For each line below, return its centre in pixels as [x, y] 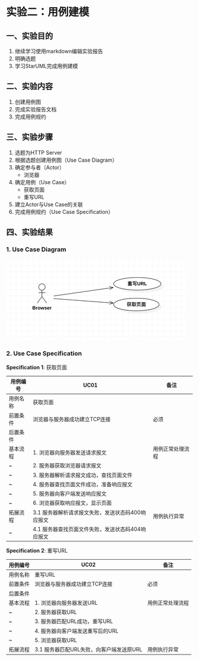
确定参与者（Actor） [40, 167]
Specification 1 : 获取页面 [36, 367]
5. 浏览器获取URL [56, 640]
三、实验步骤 [30, 137]
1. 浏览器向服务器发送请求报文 [70, 453]
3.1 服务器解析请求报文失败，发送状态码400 [87, 512]
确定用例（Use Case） [42, 182]
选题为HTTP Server [38, 152]
